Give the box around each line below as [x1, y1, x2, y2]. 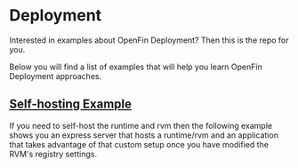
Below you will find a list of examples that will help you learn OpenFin [9, 61, 262, 72]
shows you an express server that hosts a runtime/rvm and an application [9, 130, 278, 140]
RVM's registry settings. [9, 148, 98, 159]
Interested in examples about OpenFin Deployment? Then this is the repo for [9, 35, 289, 45]
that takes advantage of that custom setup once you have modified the [9, 139, 270, 149]
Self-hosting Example [9, 97, 132, 112]
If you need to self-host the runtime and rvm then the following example [9, 120, 273, 131]
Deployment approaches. [9, 70, 102, 81]
